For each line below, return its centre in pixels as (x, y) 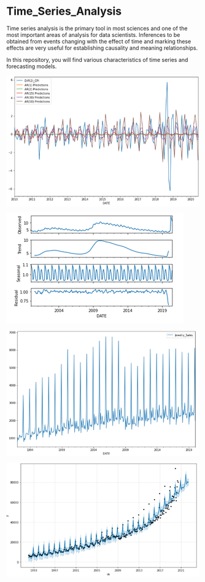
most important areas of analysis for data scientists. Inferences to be (93, 34)
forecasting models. (32, 66)
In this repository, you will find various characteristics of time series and (97, 60)
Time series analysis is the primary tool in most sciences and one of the (97, 28)
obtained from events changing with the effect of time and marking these (99, 41)
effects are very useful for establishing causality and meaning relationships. (102, 48)
